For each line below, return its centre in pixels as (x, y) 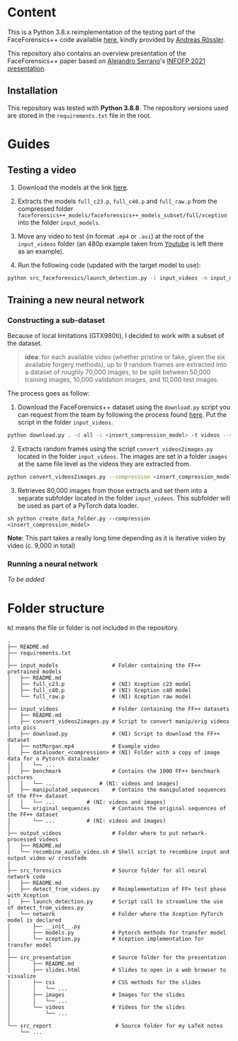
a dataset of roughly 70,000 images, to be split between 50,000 (118, 372)
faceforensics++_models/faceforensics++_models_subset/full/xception (123, 215)
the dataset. (25, 343)
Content (32, 12)
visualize (22, 976)
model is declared (34, 920)
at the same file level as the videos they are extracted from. (104, 464)
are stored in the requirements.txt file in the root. (80, 115)
